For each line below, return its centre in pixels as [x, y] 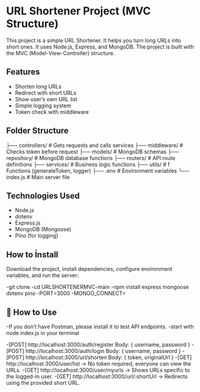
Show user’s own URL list [46, 99]
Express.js [28, 223]
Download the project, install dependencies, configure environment [89, 269]
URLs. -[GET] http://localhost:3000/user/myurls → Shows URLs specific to [98, 370]
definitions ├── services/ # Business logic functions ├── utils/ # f [88, 164]
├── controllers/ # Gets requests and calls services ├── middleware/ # [95, 145]
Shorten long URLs [38, 86]
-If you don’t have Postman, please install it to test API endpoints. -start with [100, 327]
